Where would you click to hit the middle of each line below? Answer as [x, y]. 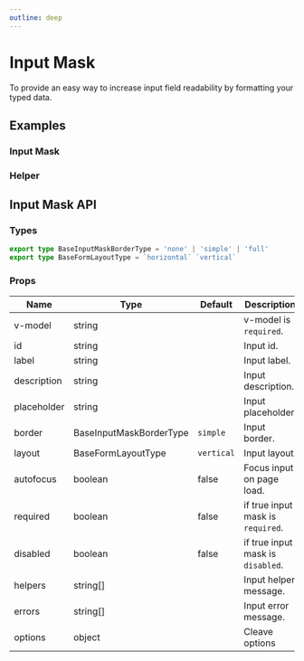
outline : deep [36, 18]
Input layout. [270, 453]
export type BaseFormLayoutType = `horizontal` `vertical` [123, 258]
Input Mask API [53, 205]
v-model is [267, 319]
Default [216, 304]
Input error [266, 605]
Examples [38, 125]
